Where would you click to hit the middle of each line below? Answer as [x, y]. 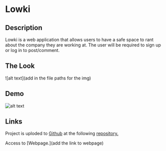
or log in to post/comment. [32, 50]
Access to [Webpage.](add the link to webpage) [54, 143]
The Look [20, 66]
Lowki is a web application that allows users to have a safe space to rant [79, 39]
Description [24, 28]
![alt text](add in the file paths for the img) [48, 78]
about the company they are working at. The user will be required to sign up [83, 45]
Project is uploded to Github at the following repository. [62, 133]
